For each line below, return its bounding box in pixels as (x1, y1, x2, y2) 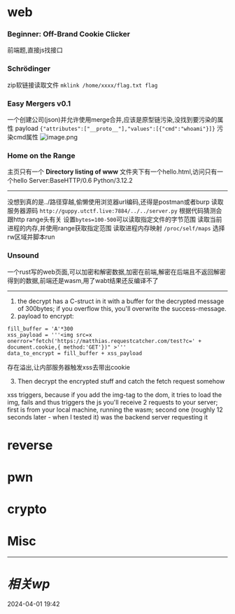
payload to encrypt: (17, 312, 75, 320)
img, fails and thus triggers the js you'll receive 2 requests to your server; (7, 398, 218, 406)
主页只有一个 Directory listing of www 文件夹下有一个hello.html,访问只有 (7, 167, 218, 176)
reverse (7, 437, 53, 453)
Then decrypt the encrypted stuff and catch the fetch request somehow (17, 377, 225, 385)
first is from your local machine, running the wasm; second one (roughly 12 (7, 405, 224, 414)
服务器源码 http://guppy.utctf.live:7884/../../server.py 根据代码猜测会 (7, 207, 222, 215)
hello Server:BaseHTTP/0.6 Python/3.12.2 (13, 176, 133, 185)
